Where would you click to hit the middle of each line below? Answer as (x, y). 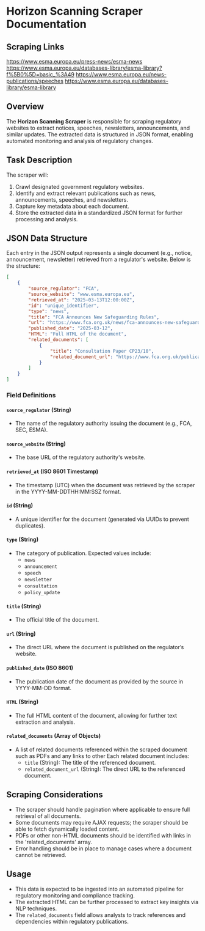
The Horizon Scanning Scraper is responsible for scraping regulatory (94, 121)
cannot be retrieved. (41, 855)
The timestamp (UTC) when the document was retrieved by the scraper (105, 485)
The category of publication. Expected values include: (83, 553)
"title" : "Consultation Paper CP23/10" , (102, 351)
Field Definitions (31, 395)
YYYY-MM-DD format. (43, 688)
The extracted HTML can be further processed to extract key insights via (107, 902)
